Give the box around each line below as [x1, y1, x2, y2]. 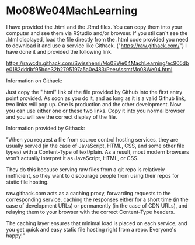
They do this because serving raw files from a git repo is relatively [6, 165, 165, 173]
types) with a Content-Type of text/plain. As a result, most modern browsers [6, 148, 190, 156]
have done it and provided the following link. [6, 48, 113, 55]
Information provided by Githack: [6, 125, 85, 132]
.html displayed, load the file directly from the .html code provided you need [6, 36, 189, 43]
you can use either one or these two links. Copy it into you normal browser [6, 107, 186, 114]
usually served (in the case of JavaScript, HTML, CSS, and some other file [6, 142, 185, 149]
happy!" [6, 232, 25, 239]
